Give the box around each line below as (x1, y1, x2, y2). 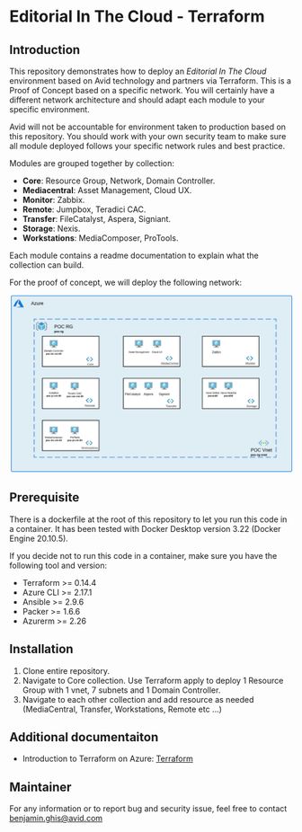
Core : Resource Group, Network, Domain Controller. (22, 175, 216, 186)
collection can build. (9, 260, 84, 270)
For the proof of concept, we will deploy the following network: (9, 277, 243, 288)
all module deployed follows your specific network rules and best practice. (9, 141, 286, 151)
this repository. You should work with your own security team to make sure (9, 131, 287, 141)
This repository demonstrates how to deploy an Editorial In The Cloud (9, 66, 267, 76)
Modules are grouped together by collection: (9, 158, 175, 168)
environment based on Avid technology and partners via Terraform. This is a (9, 75, 292, 86)
